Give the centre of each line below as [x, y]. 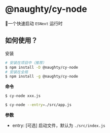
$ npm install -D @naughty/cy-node [42, 67]
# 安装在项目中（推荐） [26, 63]
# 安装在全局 [17, 72]
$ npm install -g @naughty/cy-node [42, 77]
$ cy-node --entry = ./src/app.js [38, 105]
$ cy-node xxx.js [23, 96]
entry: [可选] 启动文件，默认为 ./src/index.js [59, 125]
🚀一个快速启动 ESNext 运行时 [34, 23]
